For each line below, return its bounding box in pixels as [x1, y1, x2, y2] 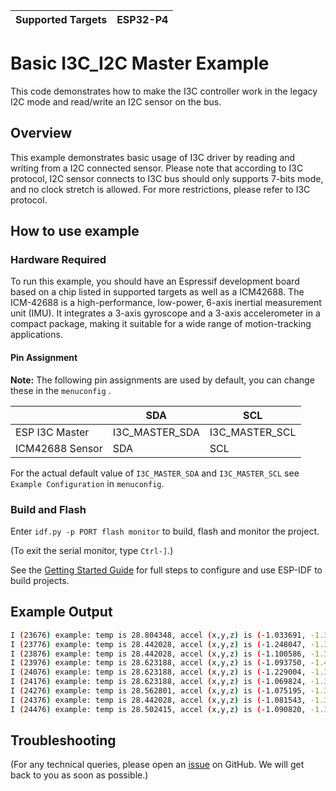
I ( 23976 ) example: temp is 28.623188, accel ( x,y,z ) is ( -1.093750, [10, 658, 307, 668]
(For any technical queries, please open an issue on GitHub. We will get [10, 759, 305, 771]
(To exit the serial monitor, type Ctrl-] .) [10, 544, 174, 556]
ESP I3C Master [15, 425, 90, 439]
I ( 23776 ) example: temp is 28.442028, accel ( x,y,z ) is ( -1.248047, [10, 639, 307, 649]
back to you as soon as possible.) [10, 769, 149, 781]
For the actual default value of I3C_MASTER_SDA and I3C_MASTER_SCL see [10, 467, 300, 479]
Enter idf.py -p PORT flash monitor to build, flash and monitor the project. [10, 525, 320, 537]
